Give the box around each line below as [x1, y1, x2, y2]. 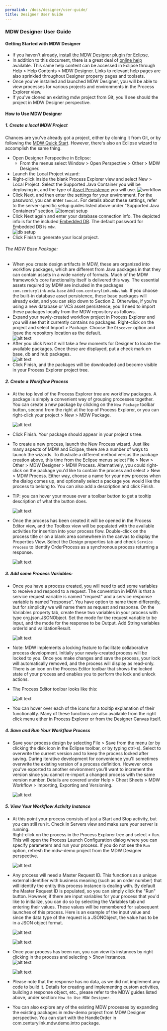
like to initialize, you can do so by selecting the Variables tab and [12, 899, 145, 904]
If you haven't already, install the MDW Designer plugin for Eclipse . [12, 52, 150, 58]
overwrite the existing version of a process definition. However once [12, 761, 153, 767]
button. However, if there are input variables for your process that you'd [12, 894, 160, 900]
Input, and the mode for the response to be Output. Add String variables [12, 620, 160, 626]
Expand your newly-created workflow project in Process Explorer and [12, 314, 155, 320]
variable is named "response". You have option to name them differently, [12, 599, 161, 605]
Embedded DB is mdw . [12, 224, 56, 230]
